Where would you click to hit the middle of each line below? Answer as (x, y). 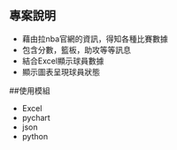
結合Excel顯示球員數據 (63, 61)
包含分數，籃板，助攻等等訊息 (76, 49)
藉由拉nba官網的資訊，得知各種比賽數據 (95, 39)
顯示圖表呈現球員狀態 (61, 71)
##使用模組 (30, 90)
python (35, 136)
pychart (36, 117)
